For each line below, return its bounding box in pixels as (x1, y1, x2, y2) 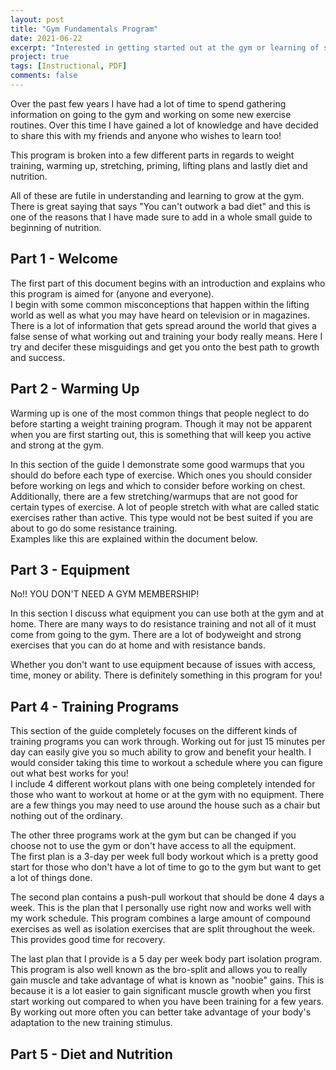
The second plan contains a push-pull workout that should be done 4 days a (10, 891, 325, 903)
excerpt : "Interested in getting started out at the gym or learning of (10, 42, 320, 53)
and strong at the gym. (10, 439, 104, 451)
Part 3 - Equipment (10, 561, 130, 578)
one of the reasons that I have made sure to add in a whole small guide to (10, 211, 313, 223)
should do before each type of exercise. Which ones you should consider (10, 469, 313, 481)
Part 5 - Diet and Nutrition (10, 1046, 173, 1063)
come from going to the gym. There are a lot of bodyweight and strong (10, 629, 302, 641)
